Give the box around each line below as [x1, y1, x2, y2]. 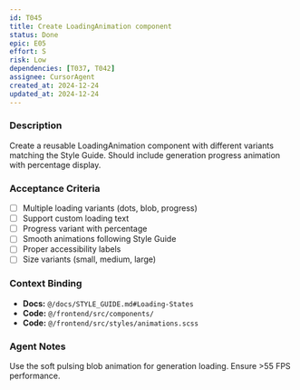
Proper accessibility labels [22, 244, 121, 255]
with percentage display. [9, 159, 102, 170]
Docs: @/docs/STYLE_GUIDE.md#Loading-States [22, 297, 194, 309]
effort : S [9, 47, 47, 56]
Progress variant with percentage [22, 224, 148, 235]
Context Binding [9, 277, 82, 290]
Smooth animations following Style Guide [22, 234, 177, 245]
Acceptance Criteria [9, 182, 101, 195]
